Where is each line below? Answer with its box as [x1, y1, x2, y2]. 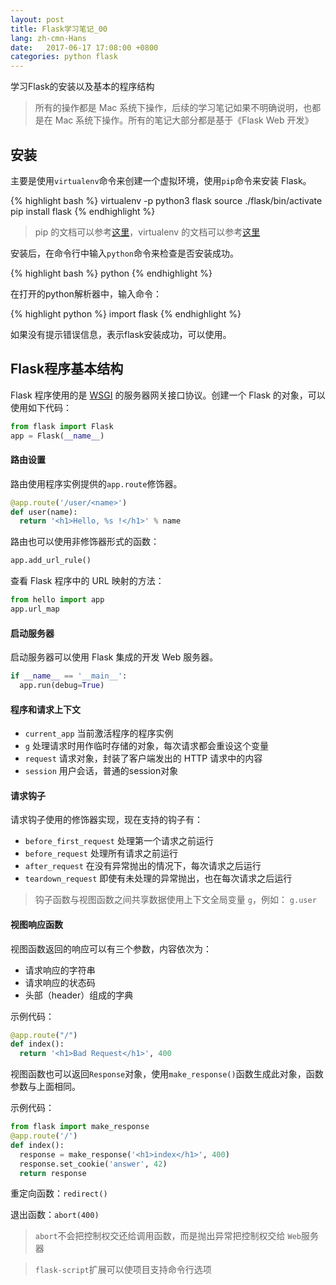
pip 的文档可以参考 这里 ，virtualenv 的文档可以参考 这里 [34, 226, 261, 238]
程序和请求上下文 [10, 703, 81, 715]
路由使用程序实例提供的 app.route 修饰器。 [10, 477, 183, 490]
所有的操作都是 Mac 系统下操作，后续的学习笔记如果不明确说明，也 [34, 102, 313, 114]
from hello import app [10, 595, 105, 605]
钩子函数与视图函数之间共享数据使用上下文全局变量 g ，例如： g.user [34, 894, 317, 906]
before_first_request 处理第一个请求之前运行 [24, 835, 214, 847]
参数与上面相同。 [10, 1081, 81, 1093]
